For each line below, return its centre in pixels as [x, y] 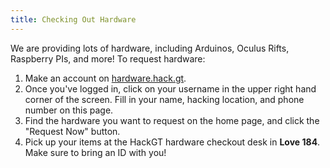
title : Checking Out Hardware [73, 19]
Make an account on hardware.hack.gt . [105, 78]
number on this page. [69, 110]
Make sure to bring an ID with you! [95, 152]
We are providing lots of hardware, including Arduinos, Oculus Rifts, [150, 48]
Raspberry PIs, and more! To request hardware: [108, 58]
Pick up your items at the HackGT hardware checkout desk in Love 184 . [172, 142]
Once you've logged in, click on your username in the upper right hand [170, 88]
